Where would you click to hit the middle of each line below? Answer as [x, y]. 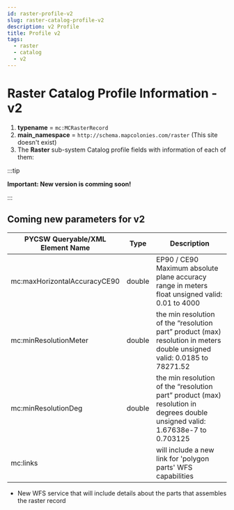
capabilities [175, 476]
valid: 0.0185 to [182, 358]
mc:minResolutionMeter [49, 340]
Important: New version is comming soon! [69, 184]
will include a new [185, 449]
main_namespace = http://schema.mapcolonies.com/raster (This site [117, 135]
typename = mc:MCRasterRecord [63, 127]
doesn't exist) [37, 142]
